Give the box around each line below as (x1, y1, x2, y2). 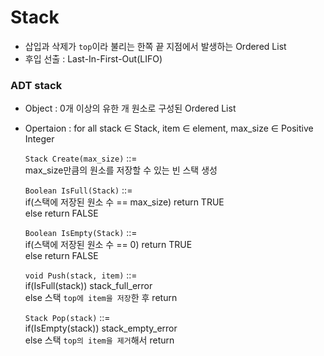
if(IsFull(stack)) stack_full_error (24, 280, 153, 292)
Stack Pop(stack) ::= (24, 312, 111, 324)
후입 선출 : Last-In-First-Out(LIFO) (24, 52, 163, 65)
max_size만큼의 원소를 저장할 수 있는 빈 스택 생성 (24, 164, 218, 176)
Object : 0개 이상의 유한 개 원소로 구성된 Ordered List (24, 102, 237, 115)
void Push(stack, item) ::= (24, 269, 138, 281)
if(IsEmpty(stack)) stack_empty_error (24, 322, 178, 335)
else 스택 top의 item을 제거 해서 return (24, 334, 175, 346)
